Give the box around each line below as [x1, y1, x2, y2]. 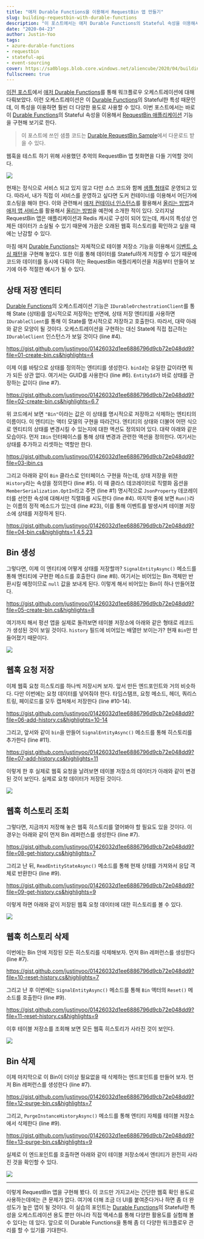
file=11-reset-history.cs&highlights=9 [6, 1013, 98, 1020]
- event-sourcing [6, 60, 50, 66]
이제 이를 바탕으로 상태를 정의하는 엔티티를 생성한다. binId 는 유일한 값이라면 [6, 364, 187, 371]
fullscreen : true [6, 71, 50, 77]
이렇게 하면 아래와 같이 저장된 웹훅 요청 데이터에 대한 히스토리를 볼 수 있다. [6, 900, 183, 908]
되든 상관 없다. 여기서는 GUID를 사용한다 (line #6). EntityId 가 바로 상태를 [12, 371, 188, 379]
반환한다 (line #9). [17, 869, 62, 877]
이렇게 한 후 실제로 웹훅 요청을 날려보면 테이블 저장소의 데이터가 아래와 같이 [6, 767, 185, 775]
